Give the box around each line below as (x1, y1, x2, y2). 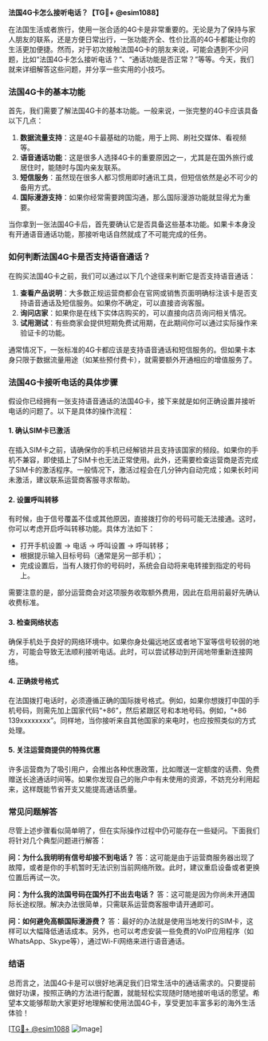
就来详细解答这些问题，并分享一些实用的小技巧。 (8, 65, 169, 74)
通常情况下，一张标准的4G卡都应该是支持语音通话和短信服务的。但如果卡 (8, 344, 249, 354)
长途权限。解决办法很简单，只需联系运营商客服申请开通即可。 (14, 900, 218, 909)
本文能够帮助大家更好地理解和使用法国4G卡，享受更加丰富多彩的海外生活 (14, 998, 256, 1008)
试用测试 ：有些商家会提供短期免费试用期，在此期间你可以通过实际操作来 (19, 318, 258, 328)
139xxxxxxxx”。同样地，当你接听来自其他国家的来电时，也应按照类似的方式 (8, 715, 257, 725)
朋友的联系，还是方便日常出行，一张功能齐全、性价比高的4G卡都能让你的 (14, 35, 256, 44)
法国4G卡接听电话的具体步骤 (8, 376, 118, 387)
